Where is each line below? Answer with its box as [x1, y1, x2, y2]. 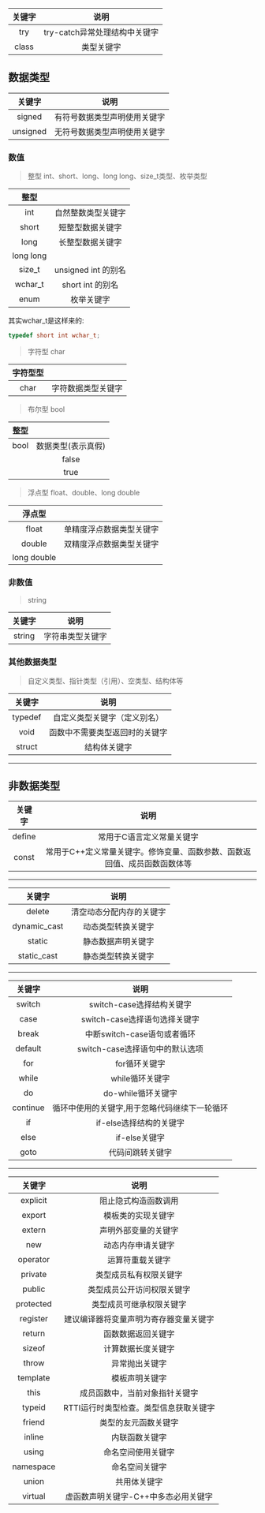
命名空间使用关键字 [103, 1447, 175, 1458]
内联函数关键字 [111, 1432, 167, 1443]
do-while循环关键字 [103, 1088, 177, 1099]
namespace [12, 1461, 56, 1472]
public [22, 1283, 46, 1294]
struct [15, 741, 38, 752]
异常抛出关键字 [111, 1358, 167, 1369]
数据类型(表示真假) [35, 440, 106, 451]
